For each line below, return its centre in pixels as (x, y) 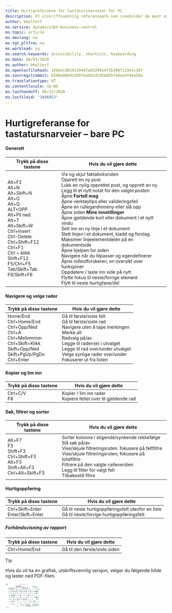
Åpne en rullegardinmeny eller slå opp (101, 207)
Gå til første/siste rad (84, 322)
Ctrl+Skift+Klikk (24, 343)
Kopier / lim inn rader (84, 393)
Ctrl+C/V (17, 393)
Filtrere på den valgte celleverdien (98, 465)
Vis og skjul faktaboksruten (90, 174)
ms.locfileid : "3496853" (32, 97)
